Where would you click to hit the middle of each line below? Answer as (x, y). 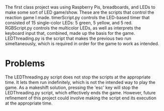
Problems (25, 64)
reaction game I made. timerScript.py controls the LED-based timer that (77, 17)
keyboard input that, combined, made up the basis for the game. (70, 33)
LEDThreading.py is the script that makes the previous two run (68, 38)
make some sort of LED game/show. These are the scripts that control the (80, 12)
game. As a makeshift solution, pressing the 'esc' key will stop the (72, 87)
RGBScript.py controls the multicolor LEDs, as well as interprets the (73, 28)
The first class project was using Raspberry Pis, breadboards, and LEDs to (80, 7)
